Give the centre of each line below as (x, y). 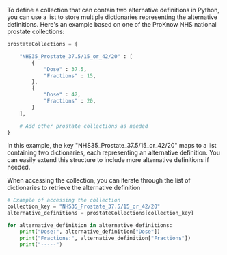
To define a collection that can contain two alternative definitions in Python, (113, 10)
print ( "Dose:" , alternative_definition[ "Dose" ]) (90, 232)
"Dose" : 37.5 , (65, 69)
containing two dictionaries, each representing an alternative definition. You (114, 152)
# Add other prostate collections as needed (84, 126)
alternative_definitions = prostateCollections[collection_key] (101, 213)
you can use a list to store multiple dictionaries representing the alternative (112, 17)
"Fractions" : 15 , (70, 76)
